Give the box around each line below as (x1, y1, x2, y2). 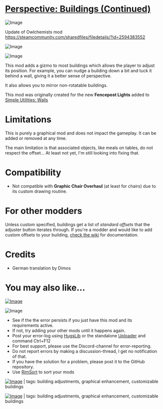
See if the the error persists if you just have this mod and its (12, 317, 133, 323)
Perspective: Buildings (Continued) (5, 3, 151, 15)
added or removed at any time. (5, 135, 67, 141)
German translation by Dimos (12, 265, 71, 271)
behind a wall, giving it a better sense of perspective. (5, 73, 112, 78)
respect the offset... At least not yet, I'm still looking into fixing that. (5, 150, 140, 156)
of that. (12, 353, 27, 359)
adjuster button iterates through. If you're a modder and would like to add (5, 227, 153, 233)
